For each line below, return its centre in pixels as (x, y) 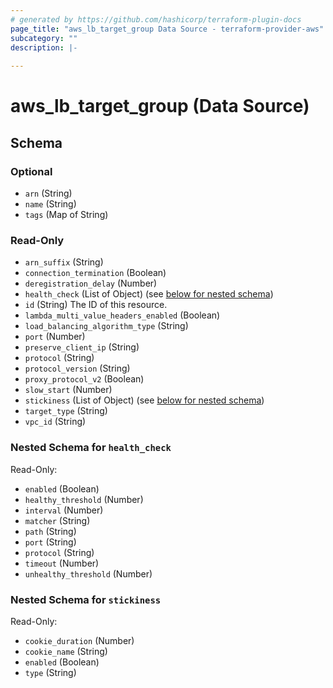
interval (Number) (64, 510)
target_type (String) (66, 411)
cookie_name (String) (66, 651)
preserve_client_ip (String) (82, 347)
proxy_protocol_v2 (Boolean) (84, 379)
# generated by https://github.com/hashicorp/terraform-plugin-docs (156, 19)
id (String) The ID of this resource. (96, 305)
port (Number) (55, 337)
